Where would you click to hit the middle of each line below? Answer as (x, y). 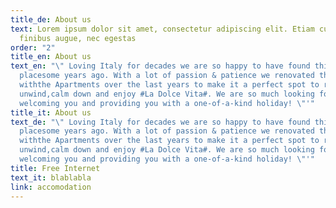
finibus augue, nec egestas (78, 38)
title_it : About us (51, 112)
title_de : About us (51, 19)
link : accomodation (51, 187)
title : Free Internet (55, 168)
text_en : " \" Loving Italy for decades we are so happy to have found (160, 66)
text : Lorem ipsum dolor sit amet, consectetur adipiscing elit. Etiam (162, 29)
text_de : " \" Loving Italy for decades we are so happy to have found (160, 122)
